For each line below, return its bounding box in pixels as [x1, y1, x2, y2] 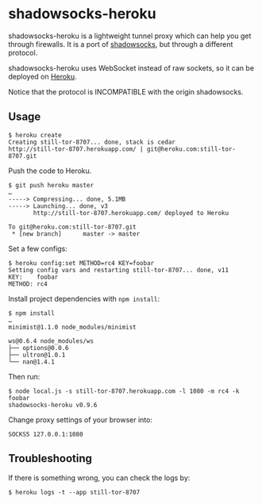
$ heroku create [8, 131, 62, 139]
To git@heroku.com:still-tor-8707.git [8, 223, 137, 231]
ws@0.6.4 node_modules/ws [8, 337, 94, 345]
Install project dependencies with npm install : [8, 294, 160, 303]
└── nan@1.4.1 [8, 358, 56, 366]
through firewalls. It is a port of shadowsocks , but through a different [8, 39, 233, 48]
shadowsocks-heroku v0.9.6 [8, 401, 98, 409]
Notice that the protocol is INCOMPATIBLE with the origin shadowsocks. [8, 87, 244, 96]
